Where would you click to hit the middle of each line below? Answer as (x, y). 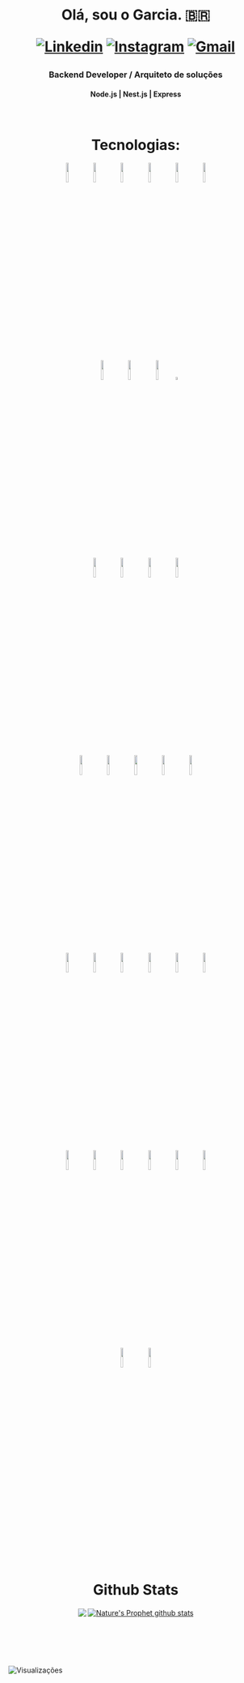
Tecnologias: (136, 145)
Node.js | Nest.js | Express (136, 94)
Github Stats (136, 1589)
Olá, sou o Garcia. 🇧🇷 (136, 15)
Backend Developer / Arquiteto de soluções (136, 75)
